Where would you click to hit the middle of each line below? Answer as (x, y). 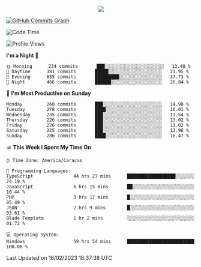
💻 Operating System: (33, 235)
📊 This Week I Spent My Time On (49, 147)
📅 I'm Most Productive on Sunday (49, 93)
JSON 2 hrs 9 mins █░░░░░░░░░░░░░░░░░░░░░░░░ (100, 208)
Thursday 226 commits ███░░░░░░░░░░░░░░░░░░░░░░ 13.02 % (97, 120)
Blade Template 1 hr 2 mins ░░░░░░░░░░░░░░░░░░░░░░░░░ (100, 218)
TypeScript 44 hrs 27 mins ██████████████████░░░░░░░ (100, 176)
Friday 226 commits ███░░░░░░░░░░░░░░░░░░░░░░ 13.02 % (97, 125)
